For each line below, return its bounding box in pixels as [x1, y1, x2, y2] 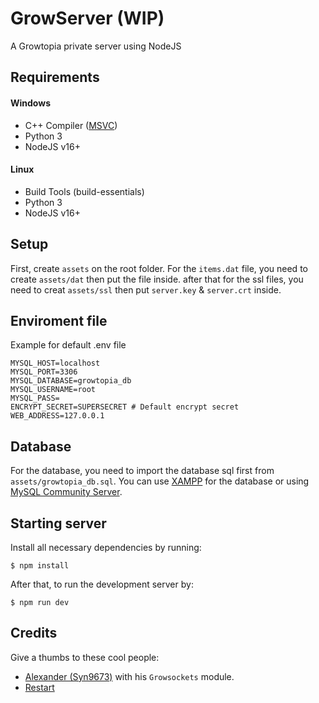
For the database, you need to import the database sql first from [10, 465, 275, 477]
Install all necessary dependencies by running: [10, 541, 202, 553]
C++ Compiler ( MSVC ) [24, 119, 118, 131]
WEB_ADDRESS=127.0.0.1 [10, 411, 105, 421]
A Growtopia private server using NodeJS [10, 40, 182, 52]
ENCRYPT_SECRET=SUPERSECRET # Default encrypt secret [10, 402, 240, 412]
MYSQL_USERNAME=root [10, 385, 97, 395]
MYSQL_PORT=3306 [10, 367, 78, 377]
